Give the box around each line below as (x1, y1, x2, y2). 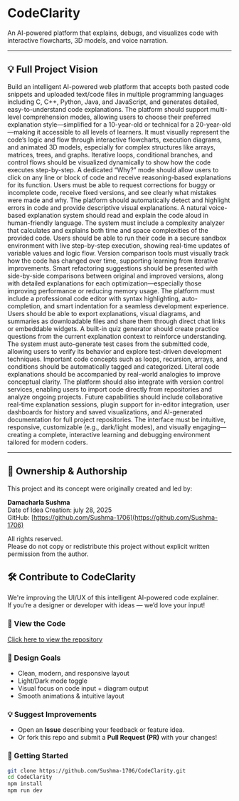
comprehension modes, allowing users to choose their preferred (22, 112, 211, 121)
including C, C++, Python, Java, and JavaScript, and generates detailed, (7, 98, 219, 106)
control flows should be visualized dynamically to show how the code (7, 158, 211, 167)
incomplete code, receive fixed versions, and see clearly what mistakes (7, 188, 217, 197)
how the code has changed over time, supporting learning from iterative (7, 256, 218, 265)
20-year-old (195, 120, 231, 129)
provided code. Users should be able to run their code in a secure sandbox (7, 234, 227, 242)
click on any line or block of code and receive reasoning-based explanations (7, 173, 232, 182)
